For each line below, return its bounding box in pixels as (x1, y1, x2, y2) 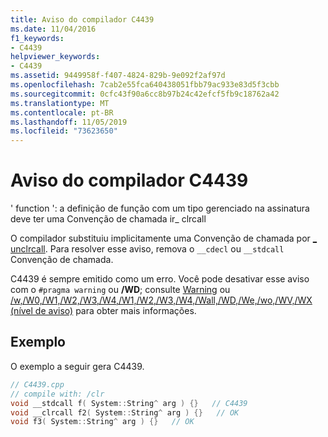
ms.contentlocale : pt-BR (10, 107, 114, 118)
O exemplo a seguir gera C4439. (10, 360, 145, 372)
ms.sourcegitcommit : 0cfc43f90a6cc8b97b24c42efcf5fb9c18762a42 (10, 89, 280, 99)
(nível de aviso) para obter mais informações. (10, 305, 197, 317)
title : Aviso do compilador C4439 (10, 14, 155, 25)
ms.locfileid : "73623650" (10, 126, 118, 136)
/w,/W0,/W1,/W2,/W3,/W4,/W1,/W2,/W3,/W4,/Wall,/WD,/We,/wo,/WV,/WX (10, 294, 313, 306)
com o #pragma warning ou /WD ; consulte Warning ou (10, 284, 231, 296)
